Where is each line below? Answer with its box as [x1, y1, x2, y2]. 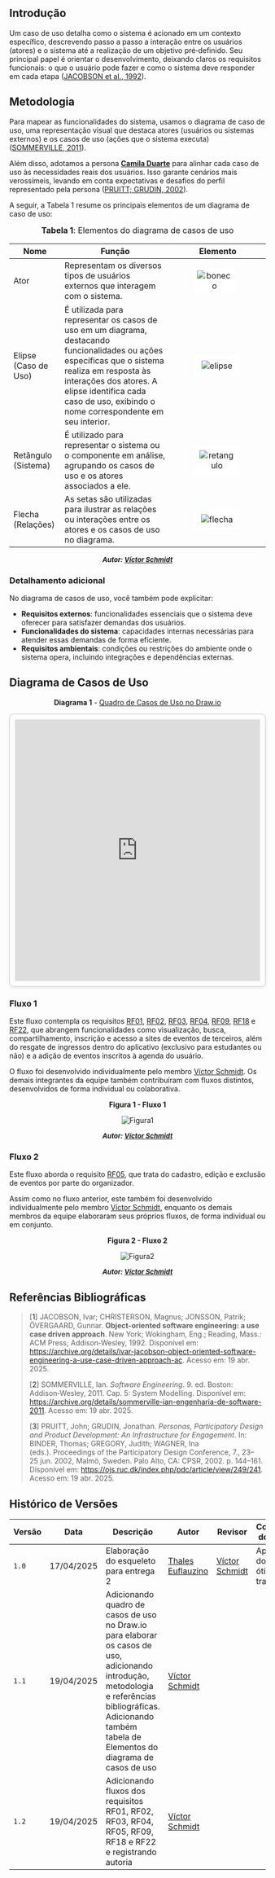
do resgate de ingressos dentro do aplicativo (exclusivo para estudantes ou [9, 1042, 262, 1052]
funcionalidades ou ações [64, 344, 164, 356]
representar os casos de [64, 314, 158, 325]
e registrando [105, 1846, 157, 1858]
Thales [168, 1555, 194, 1566]
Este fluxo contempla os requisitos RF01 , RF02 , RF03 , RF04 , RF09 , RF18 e [9, 1016, 255, 1026]
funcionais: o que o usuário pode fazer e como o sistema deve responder [9, 63, 255, 72]
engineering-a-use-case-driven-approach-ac [28, 1355, 183, 1365]
